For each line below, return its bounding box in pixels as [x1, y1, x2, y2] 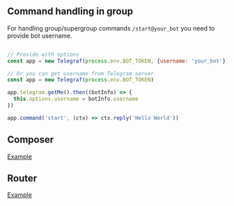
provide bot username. [7, 31, 73, 40]
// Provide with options [7, 51, 79, 58]
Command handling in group [7, 6, 134, 17]
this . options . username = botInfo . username [13, 95, 139, 103]
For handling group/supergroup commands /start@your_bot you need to [7, 24, 215, 32]
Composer [7, 134, 54, 145]
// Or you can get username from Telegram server [7, 70, 155, 77]
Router [7, 173, 38, 184]
